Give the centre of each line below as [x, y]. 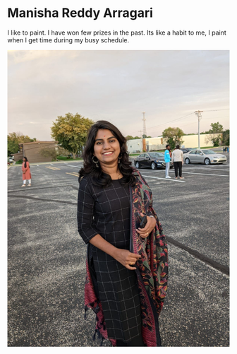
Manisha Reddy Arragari [80, 13]
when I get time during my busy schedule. [68, 40]
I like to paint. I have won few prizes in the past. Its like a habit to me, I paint [117, 33]
